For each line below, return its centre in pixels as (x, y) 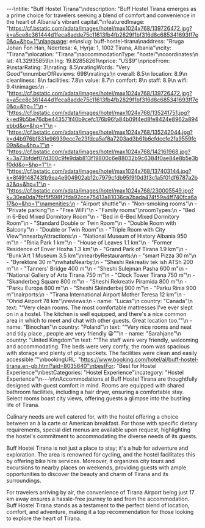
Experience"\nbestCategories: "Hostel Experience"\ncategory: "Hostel (95, 372)
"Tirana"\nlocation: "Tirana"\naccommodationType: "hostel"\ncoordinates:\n (103, 54)
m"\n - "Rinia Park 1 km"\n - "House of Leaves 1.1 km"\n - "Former (89, 243)
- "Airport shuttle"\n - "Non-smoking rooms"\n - (137, 204)
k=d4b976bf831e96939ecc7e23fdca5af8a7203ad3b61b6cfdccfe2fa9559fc (101, 139)
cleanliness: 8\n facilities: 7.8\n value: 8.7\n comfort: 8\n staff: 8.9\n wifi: (97, 80)
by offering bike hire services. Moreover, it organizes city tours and (91, 461)
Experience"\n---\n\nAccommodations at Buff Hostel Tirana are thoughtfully (102, 379)
